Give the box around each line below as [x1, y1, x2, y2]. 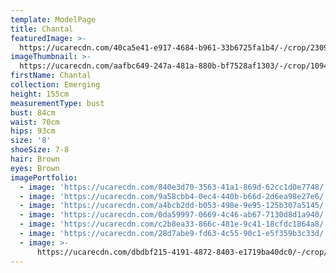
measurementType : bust [10, 98, 105, 108]
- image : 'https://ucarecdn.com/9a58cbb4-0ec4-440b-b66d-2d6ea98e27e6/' [19, 191, 329, 201]
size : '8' [10, 136, 52, 146]
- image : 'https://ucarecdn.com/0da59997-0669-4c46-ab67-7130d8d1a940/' [19, 210, 329, 220]
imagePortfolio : [10, 172, 78, 183]
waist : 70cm [10, 117, 60, 127]
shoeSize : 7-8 [10, 145, 70, 155]
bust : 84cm [10, 107, 56, 118]
